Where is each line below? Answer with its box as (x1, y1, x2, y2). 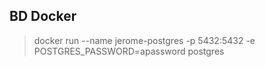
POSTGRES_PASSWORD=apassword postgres (33, 45, 225, 57)
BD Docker (9, 8, 77, 25)
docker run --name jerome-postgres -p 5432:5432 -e (33, 34, 256, 46)
